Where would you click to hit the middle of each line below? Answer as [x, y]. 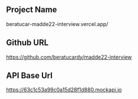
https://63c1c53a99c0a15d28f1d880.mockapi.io [64, 90]
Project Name [32, 10]
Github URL [27, 43]
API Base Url [29, 76]
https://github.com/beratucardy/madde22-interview [69, 57]
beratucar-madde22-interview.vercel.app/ [57, 24]
